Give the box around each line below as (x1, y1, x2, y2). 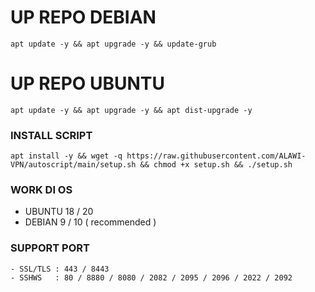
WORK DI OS (10, 183, 73, 197)
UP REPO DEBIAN (10, 6, 157, 29)
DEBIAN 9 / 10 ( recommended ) (24, 216, 157, 228)
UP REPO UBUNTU (10, 72, 166, 95)
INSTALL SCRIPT (10, 128, 93, 142)
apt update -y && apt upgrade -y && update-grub (10, 39, 217, 49)
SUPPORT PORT (10, 241, 90, 255)
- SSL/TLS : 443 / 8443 (10, 264, 110, 274)
